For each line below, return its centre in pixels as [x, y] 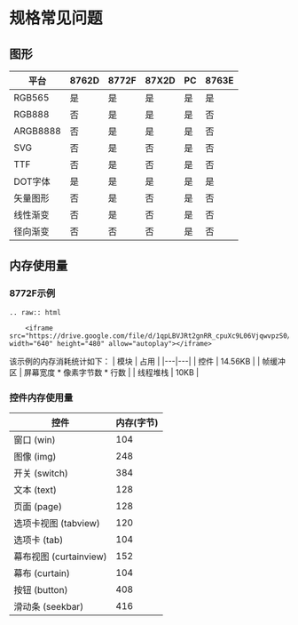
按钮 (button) [41, 589]
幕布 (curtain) [42, 573]
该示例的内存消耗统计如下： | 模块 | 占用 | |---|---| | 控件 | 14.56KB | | [135, 361]
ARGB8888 [38, 131]
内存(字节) [137, 422]
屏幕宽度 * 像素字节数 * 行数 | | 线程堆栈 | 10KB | [111, 372]
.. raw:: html [35, 312]
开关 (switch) [41, 473]
